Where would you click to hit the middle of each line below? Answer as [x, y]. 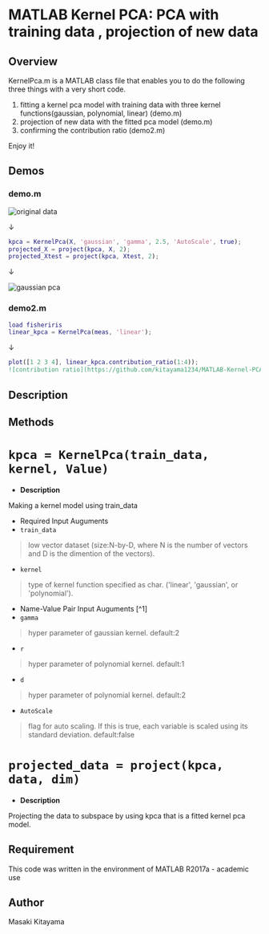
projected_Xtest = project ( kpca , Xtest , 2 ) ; [84, 257]
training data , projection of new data [133, 32]
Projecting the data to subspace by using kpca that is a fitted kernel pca [127, 815]
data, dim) [44, 780]
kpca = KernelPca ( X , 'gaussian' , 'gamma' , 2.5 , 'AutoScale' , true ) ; [125, 242]
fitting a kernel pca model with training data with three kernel [120, 105]
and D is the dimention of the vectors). [91, 553]
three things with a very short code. [67, 89]
